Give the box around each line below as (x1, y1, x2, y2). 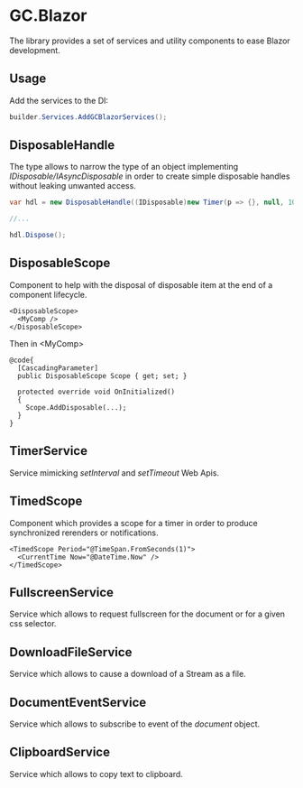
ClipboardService (9, 745, 111, 760)
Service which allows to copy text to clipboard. (9, 768, 183, 779)
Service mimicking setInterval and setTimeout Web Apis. (9, 467, 219, 478)
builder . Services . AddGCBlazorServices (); (9, 112, 168, 122)
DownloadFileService (9, 644, 133, 660)
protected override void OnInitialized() (17, 387, 176, 396)
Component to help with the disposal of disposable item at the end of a (9, 279, 273, 290)
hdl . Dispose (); (9, 231, 67, 240)
